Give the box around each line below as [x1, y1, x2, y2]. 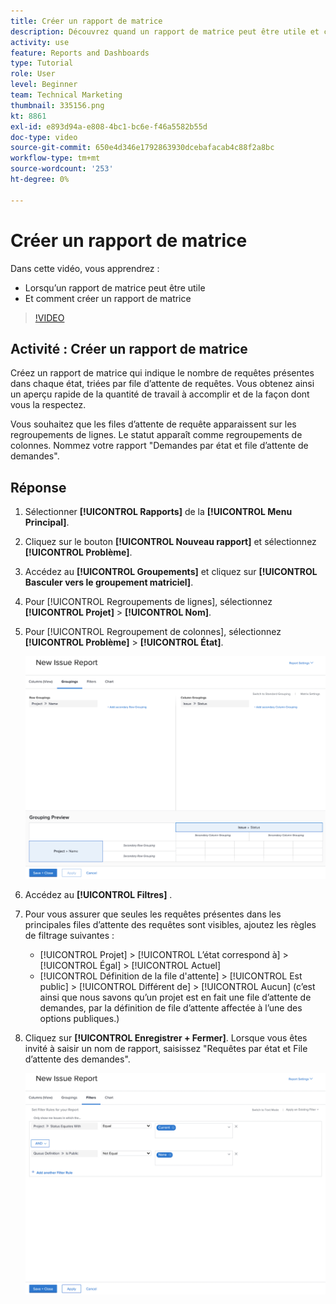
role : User [10, 69, 56, 79]
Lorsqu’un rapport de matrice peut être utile [24, 281, 206, 294]
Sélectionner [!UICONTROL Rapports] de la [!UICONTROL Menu [24, 506, 293, 518]
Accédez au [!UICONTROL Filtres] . [24, 889, 173, 901]
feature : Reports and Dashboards [10, 48, 150, 58]
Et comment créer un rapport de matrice [24, 292, 192, 304]
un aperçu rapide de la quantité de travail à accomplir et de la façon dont [10, 388, 310, 400]
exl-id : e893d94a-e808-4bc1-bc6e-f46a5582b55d [10, 121, 208, 132]
